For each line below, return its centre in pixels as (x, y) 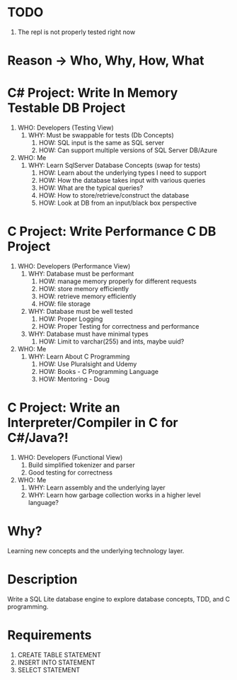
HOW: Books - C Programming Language (99, 372)
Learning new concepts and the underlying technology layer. (96, 550)
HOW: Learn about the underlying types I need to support (122, 173)
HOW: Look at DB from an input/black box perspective (118, 203)
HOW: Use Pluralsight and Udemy (88, 364)
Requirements (50, 635)
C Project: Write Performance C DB (112, 232)
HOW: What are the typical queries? (91, 188)
